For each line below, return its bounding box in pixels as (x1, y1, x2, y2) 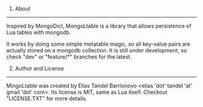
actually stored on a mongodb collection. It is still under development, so (6, 47, 187, 53)
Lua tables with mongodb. (6, 29, 71, 35)
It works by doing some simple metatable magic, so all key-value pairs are (6, 40, 191, 47)
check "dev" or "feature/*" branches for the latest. (6, 53, 132, 60)
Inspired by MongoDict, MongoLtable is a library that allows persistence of (6, 22, 192, 29)
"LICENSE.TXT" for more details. (6, 95, 88, 102)
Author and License (14, 65, 65, 72)
